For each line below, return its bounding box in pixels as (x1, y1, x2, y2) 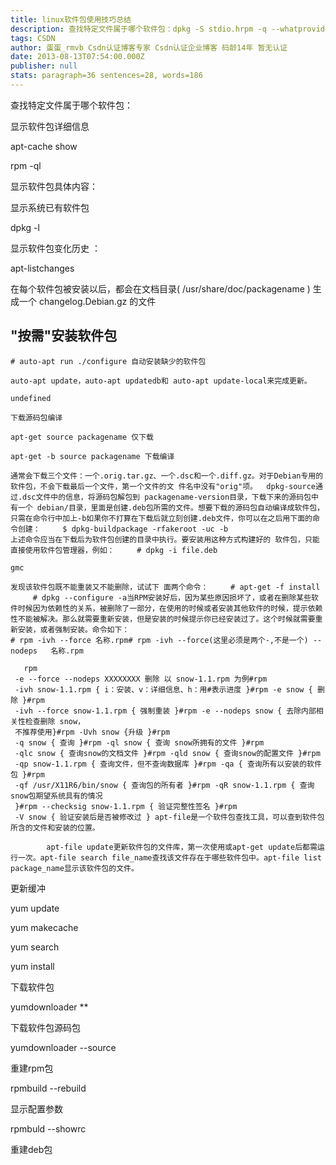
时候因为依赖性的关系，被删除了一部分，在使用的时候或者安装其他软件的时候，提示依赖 (17, 603, 323, 613)
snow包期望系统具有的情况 (10, 791, 103, 801)
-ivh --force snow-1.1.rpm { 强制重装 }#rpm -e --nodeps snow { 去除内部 (14, 706, 317, 716)
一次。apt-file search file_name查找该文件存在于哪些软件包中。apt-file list (17, 852, 322, 863)
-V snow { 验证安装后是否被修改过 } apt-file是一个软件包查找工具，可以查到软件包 (14, 812, 325, 822)
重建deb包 (10, 1143, 53, 1155)
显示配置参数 (10, 1102, 63, 1115)
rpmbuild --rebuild (10, 1082, 87, 1094)
